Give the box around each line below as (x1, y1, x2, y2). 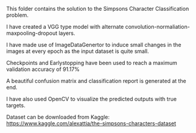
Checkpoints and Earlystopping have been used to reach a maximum (6, 60, 178, 66)
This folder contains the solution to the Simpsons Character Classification (6, 5, 189, 12)
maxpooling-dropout (6, 29, 58, 37)
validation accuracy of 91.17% (6, 66, 80, 73)
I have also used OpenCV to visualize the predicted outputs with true (6, 96, 177, 102)
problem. (6, 11, 29, 19)
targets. (6, 102, 26, 109)
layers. (58, 29, 75, 37)
